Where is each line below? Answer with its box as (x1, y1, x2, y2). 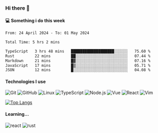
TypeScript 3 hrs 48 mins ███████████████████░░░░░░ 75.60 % (5, 49, 151, 54)
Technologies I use (5, 78, 46, 84)
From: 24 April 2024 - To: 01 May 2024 (5, 30, 90, 36)
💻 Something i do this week (5, 17, 65, 23)
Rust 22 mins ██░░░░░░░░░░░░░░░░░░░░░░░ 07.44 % (5, 53, 151, 59)
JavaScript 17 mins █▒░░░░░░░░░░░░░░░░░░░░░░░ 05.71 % (5, 63, 151, 68)
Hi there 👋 (5, 5, 30, 12)
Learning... (5, 111, 29, 117)
